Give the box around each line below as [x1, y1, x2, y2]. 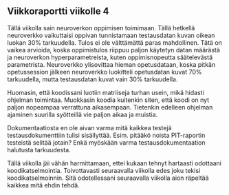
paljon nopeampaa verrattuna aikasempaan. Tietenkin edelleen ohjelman [7, 103, 213, 111]
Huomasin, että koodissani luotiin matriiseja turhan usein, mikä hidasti [7, 88, 204, 96]
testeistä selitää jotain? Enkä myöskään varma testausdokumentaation [7, 138, 206, 147]
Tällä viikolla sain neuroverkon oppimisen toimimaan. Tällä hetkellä [7, 23, 195, 32]
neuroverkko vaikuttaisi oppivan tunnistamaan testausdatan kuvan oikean [7, 31, 215, 39]
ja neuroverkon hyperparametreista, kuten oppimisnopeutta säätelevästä [7, 53, 213, 61]
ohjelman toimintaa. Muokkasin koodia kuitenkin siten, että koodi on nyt [7, 96, 210, 104]
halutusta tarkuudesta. [7, 145, 71, 154]
